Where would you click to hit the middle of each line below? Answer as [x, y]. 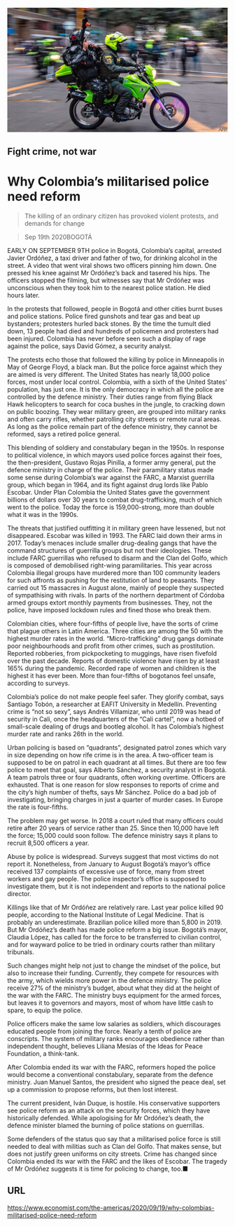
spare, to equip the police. [45, 1010]
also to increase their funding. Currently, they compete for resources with [113, 973]
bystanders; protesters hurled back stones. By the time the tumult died [109, 324]
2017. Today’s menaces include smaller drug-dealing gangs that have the [112, 543]
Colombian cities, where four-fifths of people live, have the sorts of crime [113, 624]
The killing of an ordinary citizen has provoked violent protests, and [121, 216]
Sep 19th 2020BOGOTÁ [58, 237]
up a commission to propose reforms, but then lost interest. [93, 1089]
